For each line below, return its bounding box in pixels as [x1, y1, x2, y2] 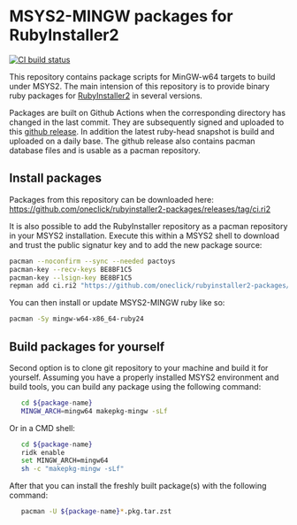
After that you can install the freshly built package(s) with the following [9, 481, 267, 491]
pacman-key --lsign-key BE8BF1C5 [9, 273, 133, 282]
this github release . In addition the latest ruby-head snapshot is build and [9, 126, 275, 136]
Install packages [9, 171, 102, 186]
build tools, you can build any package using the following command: [9, 381, 262, 391]
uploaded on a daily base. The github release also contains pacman [9, 135, 255, 146]
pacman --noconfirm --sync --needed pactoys [9, 257, 176, 266]
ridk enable [20, 448, 65, 457]
